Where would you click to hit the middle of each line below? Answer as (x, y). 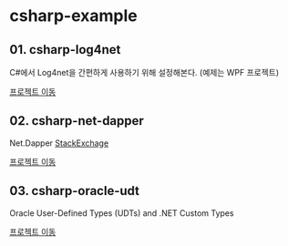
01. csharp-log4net (65, 50)
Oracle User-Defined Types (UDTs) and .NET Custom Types (122, 213)
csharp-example (74, 16)
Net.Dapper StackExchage (59, 143)
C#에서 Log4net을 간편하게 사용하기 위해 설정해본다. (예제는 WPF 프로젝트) (144, 72)
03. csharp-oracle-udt (74, 191)
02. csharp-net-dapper (77, 121)
